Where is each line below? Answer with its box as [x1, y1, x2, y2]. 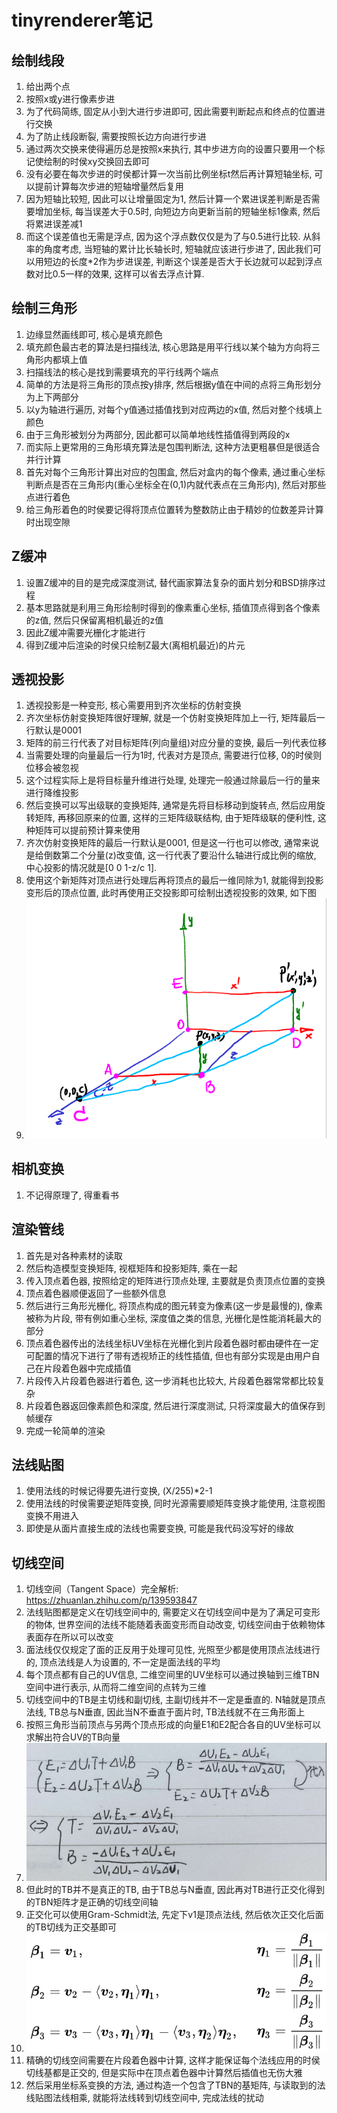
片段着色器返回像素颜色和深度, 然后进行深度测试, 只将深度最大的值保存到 [25, 1399, 326, 1411]
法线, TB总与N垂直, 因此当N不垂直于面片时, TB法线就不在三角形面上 [25, 1706, 306, 1718]
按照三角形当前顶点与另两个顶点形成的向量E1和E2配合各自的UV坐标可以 [25, 1719, 321, 1731]
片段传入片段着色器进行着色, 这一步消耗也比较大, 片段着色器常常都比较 [25, 1374, 317, 1386]
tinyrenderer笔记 [11, 9, 153, 32]
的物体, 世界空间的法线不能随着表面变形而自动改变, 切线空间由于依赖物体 [25, 1619, 326, 1631]
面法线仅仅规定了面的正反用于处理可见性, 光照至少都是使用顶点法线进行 [25, 1644, 321, 1656]
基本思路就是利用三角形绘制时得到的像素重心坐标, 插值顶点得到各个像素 [25, 601, 321, 613]
